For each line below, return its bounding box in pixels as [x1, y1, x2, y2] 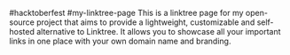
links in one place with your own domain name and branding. [9, 35, 231, 46]
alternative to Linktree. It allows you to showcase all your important [36, 27, 281, 36]
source [9, 17, 35, 27]
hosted [9, 27, 35, 36]
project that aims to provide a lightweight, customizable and [36, 17, 255, 27]
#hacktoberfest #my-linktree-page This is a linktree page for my [9, 8, 244, 18]
